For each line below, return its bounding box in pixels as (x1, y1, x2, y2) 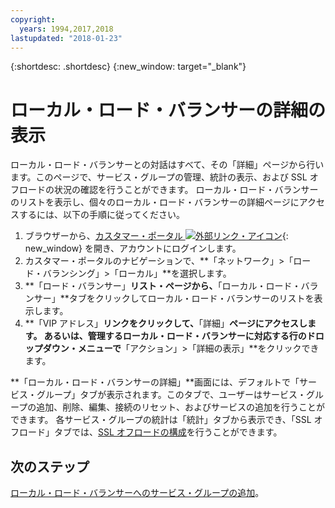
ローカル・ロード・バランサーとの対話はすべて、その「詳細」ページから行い (10, 159, 325, 171)
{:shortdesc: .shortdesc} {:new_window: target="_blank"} (10, 61, 247, 73)
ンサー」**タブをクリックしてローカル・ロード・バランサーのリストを (24, 292, 315, 305)
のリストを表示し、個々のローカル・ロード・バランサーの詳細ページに (10, 196, 300, 208)
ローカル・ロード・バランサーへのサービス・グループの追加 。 (10, 487, 265, 499)
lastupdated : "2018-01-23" (10, 33, 123, 43)
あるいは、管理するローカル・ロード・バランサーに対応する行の (43, 330, 307, 342)
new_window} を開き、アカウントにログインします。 (24, 242, 242, 255)
